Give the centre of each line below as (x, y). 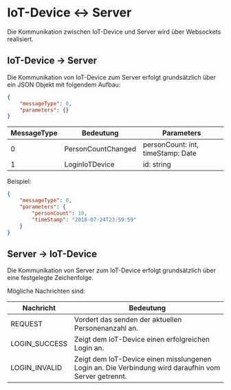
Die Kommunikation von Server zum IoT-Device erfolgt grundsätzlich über (112, 270)
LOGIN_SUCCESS (39, 344)
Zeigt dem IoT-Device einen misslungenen (143, 359)
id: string (157, 164)
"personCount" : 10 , (60, 213)
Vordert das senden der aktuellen (128, 320)
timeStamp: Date (170, 153)
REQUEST (27, 324)
